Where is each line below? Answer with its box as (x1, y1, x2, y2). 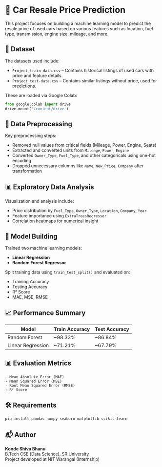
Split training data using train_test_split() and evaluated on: (5, 269, 130, 275)
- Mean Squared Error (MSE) (5, 379, 62, 384)
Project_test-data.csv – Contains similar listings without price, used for (12, 78, 157, 83)
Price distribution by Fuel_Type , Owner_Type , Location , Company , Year (12, 208, 147, 214)
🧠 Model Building (5, 232, 58, 240)
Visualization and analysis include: (5, 198, 74, 204)
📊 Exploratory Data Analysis (5, 183, 94, 191)
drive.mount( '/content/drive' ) (5, 106, 69, 111)
